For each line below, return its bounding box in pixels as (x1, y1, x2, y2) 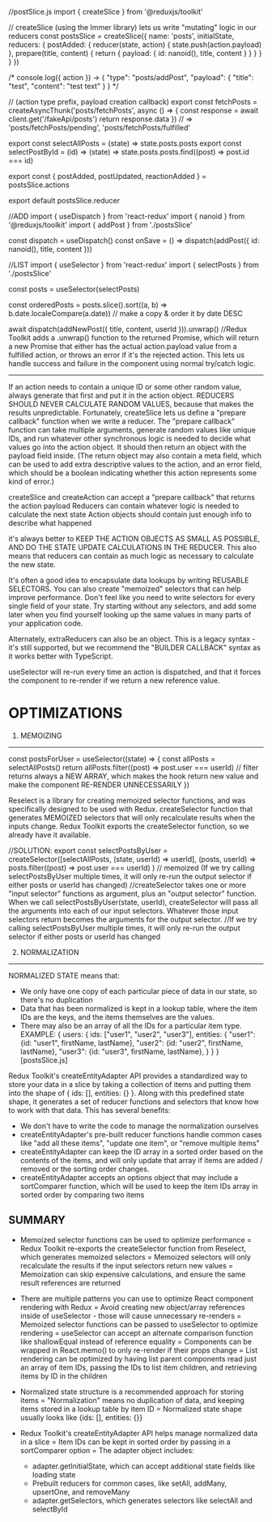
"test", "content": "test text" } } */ (8, 81, 119, 91)
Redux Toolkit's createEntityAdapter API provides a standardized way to (8, 1071, 249, 1081)
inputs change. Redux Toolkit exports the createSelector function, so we (8, 821, 249, 831)
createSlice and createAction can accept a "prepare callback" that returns (8, 492, 255, 501)
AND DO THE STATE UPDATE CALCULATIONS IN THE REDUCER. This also (8, 543, 257, 552)
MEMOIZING (19, 731, 62, 740)
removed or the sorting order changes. (19, 1164, 150, 1174)
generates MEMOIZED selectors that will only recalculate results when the (8, 812, 255, 822)
